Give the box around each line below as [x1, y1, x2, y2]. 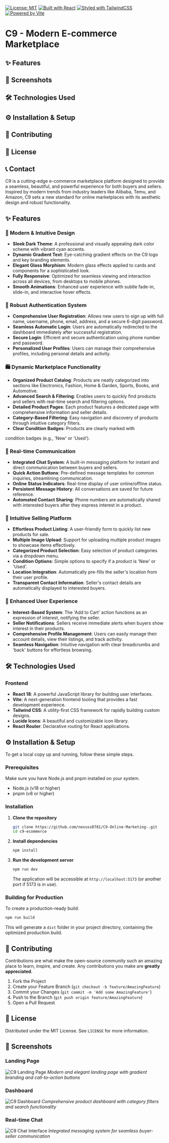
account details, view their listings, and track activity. [12, 636, 123, 642]
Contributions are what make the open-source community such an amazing [5, 958, 162, 964]
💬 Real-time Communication [5, 447, 76, 454]
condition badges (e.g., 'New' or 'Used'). [5, 435, 90, 441]
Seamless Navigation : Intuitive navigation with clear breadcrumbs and [12, 641, 160, 647]
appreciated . [5, 968, 33, 974]
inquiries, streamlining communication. [12, 475, 93, 481]
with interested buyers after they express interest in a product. [12, 502, 142, 508]
